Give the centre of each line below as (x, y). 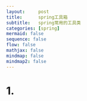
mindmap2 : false (26, 61)
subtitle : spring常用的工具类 (44, 23)
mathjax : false (25, 50)
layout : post (28, 12)
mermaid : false (25, 34)
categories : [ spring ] (33, 28)
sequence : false (26, 39)
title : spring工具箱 (37, 17)
